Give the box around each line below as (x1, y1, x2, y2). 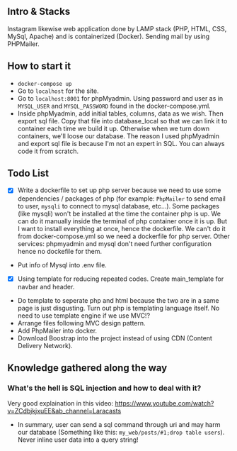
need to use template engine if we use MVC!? (17, 311, 151, 320)
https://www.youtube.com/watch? (115, 399, 214, 408)
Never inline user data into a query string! (17, 435, 139, 444)
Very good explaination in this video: (7, 399, 114, 408)
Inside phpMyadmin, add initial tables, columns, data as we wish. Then (17, 109, 224, 118)
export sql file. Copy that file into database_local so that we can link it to (17, 116, 228, 125)
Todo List (7, 167, 50, 179)
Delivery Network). (17, 341, 73, 350)
